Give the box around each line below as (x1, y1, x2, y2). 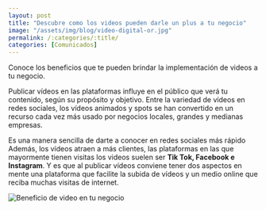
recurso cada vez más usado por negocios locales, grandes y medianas (8, 112, 244, 121)
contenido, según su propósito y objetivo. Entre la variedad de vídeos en (8, 95, 245, 105)
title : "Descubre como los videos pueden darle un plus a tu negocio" (8, 19, 247, 27)
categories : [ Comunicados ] (8, 41, 98, 49)
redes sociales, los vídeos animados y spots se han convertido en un (8, 104, 234, 113)
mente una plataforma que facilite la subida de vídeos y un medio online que (8, 170, 258, 179)
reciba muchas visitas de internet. (8, 178, 119, 187)
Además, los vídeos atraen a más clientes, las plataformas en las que (8, 144, 234, 154)
